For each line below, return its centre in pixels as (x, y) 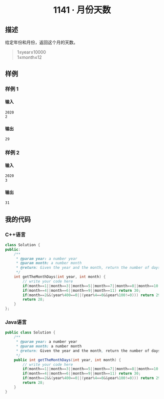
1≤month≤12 (30, 57)
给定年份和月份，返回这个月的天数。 (41, 42)
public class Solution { (30, 333)
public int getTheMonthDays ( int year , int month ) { (67, 360)
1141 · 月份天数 (82, 10)
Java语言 (16, 322)
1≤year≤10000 (31, 52)
